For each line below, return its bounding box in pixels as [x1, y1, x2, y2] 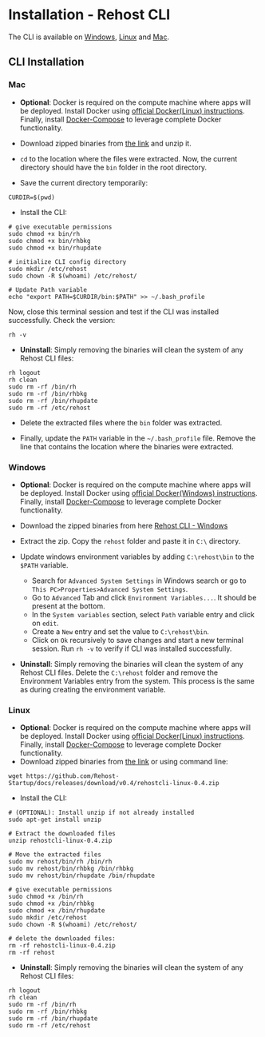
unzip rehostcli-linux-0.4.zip [8, 837, 113, 845]
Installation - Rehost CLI [8, 6, 171, 24]
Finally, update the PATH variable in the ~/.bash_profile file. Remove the [19, 433, 256, 443]
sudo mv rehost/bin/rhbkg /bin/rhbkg [8, 865, 134, 873]
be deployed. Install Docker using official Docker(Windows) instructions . [19, 488, 258, 497]
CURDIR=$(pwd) [8, 193, 56, 201]
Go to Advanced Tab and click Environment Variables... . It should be [31, 592, 257, 602]
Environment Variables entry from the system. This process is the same [19, 676, 255, 685]
